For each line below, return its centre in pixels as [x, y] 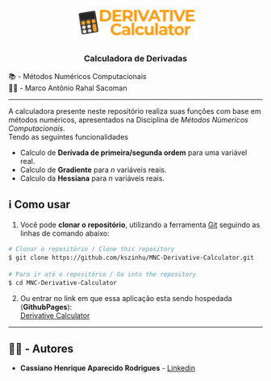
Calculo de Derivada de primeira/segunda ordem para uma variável [133, 153]
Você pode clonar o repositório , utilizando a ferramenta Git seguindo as [140, 224]
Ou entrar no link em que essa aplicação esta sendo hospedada [126, 299]
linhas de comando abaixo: [65, 233]
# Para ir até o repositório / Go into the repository [102, 274]
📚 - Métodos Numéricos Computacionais [77, 76]
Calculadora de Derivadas [135, 58]
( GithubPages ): [46, 307]
